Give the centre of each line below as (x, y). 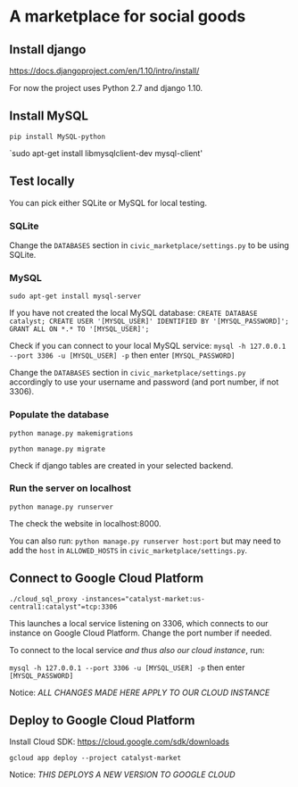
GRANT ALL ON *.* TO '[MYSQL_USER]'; (79, 329)
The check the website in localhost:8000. (85, 523)
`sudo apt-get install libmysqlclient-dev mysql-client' (106, 153)
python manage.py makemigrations (71, 433)
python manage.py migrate (57, 449)
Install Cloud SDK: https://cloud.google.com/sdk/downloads (120, 741)
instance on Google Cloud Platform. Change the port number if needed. (141, 633)
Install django (48, 50)
